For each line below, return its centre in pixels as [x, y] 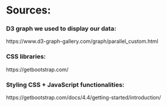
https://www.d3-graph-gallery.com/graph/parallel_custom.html [82, 41]
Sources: [28, 10]
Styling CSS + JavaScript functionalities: [65, 85]
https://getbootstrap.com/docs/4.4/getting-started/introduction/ [83, 98]
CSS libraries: [26, 56]
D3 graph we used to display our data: [61, 29]
